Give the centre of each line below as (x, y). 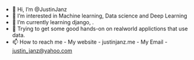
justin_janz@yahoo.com (42, 51)
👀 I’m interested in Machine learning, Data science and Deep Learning (99, 16)
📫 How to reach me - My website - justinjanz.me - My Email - (90, 42)
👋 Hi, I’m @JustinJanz (40, 9)
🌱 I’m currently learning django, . (53, 22)
